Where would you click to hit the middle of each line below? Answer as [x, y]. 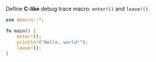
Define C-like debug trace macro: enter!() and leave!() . [78, 9]
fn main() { [21, 31]
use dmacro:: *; [25, 20]
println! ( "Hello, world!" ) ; [52, 42]
